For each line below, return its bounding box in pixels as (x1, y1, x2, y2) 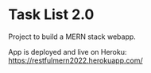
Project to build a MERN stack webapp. (8, 32, 137, 41)
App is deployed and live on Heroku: (8, 47, 127, 56)
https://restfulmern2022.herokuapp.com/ (8, 56, 143, 65)
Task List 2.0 (8, 6, 95, 24)
